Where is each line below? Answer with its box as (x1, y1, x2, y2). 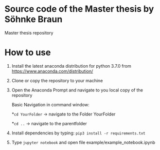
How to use (4, 47, 51, 58)
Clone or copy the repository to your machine (11, 77, 103, 83)
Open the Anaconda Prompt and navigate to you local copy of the (11, 87, 143, 93)
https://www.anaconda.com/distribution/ (11, 68, 93, 74)
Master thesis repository (4, 30, 53, 36)
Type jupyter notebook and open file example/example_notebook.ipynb (11, 139, 156, 145)
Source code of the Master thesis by (4, 3, 154, 15)
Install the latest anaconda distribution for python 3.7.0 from (11, 63, 132, 69)
